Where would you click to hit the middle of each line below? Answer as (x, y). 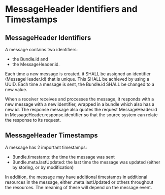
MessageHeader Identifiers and (71, 9)
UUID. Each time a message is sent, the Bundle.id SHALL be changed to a (80, 84)
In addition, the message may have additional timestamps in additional (76, 177)
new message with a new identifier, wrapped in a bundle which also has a (80, 104)
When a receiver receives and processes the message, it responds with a (80, 99)
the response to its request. (33, 120)
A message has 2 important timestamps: (46, 147)
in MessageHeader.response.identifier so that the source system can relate (82, 115)
